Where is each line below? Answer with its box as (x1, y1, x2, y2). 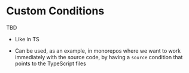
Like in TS (14, 35, 40, 42)
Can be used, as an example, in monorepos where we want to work (14, 47, 181, 54)
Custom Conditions (6, 4, 105, 18)
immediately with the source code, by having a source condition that (14, 53, 183, 60)
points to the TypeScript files (14, 60, 87, 67)
